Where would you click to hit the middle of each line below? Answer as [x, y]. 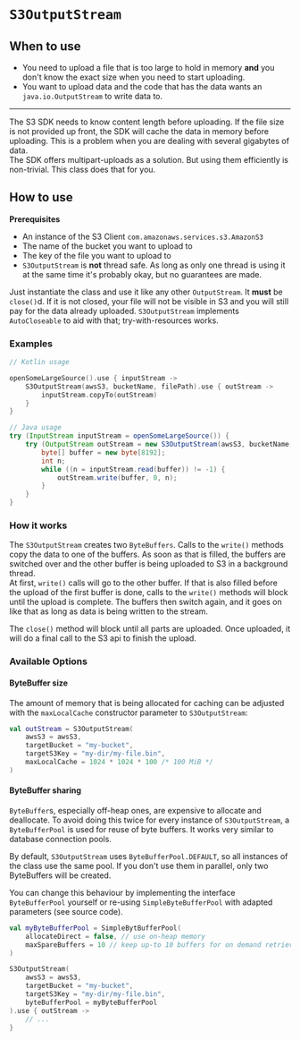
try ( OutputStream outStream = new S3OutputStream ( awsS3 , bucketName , [159, 445]
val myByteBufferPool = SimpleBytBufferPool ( [95, 928]
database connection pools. [60, 839]
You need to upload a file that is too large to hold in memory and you [148, 68]
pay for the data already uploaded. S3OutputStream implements [124, 311]
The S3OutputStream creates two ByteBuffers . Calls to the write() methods [146, 545]
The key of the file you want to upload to [96, 255]
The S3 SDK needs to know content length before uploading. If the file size [147, 122]
